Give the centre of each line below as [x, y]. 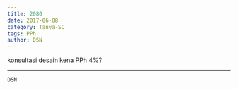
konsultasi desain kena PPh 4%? [55, 60]
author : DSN [25, 40]
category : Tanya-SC [36, 27]
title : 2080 [25, 14]
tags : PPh [22, 34]
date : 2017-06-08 [33, 20]
